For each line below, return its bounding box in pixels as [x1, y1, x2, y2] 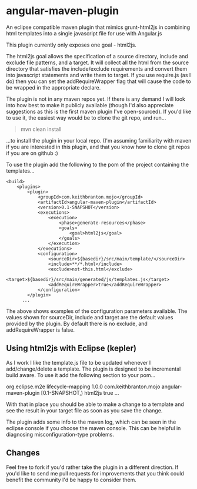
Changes [6, 448, 40, 458]
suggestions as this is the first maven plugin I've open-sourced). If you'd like [6, 108, 192, 115]
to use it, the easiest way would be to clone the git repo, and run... [6, 114, 166, 121]
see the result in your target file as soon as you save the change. [6, 407, 163, 414]
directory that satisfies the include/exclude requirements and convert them [6, 65, 188, 72]
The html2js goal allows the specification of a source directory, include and [6, 52, 188, 60]
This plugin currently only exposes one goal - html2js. [6, 41, 137, 48]
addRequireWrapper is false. [6, 326, 75, 333]
